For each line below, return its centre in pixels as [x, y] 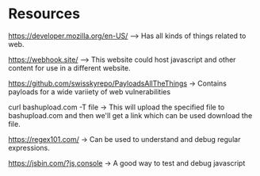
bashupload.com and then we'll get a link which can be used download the [130, 115]
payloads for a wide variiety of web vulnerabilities [90, 91]
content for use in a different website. [69, 67]
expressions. [29, 147]
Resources [44, 14]
